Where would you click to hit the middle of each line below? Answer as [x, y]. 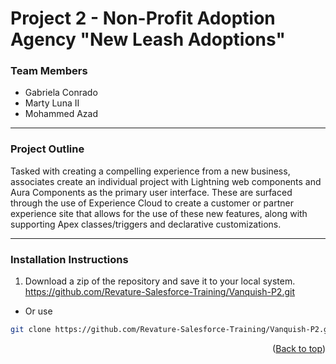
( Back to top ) [299, 348]
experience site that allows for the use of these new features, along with [159, 213]
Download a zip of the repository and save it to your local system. [160, 281]
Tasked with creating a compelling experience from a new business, [150, 171]
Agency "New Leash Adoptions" [148, 39]
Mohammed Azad [61, 114]
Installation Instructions [69, 259]
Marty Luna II [52, 103]
